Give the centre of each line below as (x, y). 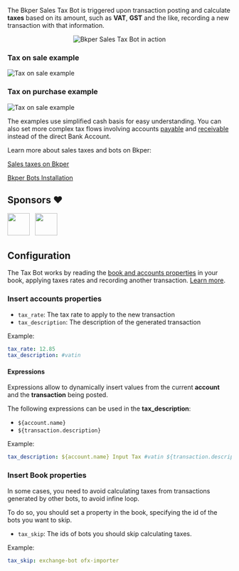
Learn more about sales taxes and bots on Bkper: (79, 150)
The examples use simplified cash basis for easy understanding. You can (115, 121)
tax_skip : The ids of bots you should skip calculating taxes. (105, 533)
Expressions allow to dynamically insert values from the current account (114, 387)
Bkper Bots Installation (40, 178)
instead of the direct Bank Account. (59, 136)
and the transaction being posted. (58, 395)
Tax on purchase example (53, 92)
